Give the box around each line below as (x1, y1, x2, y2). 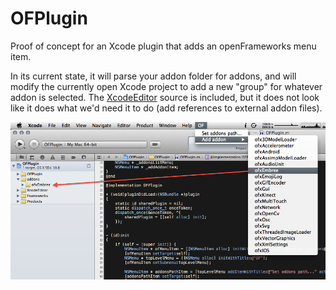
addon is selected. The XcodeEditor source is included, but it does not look (10, 91, 320, 103)
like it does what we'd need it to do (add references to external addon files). (10, 102, 323, 114)
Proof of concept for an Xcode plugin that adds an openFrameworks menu (10, 40, 317, 52)
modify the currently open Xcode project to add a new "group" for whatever (10, 80, 323, 92)
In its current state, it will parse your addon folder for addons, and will (10, 70, 297, 82)
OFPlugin (10, 7, 88, 30)
